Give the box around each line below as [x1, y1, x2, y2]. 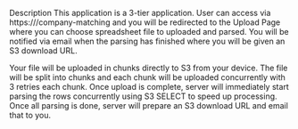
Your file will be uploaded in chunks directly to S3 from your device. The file [9, 62, 288, 73]
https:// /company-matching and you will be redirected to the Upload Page [9, 17, 281, 28]
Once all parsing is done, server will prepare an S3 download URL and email [9, 101, 288, 110]
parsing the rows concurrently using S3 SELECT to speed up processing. [9, 91, 278, 101]
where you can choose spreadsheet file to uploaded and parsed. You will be [9, 27, 289, 36]
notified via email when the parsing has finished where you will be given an [9, 36, 286, 46]
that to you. [9, 110, 52, 120]
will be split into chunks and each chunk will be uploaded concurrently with [9, 72, 286, 83]
